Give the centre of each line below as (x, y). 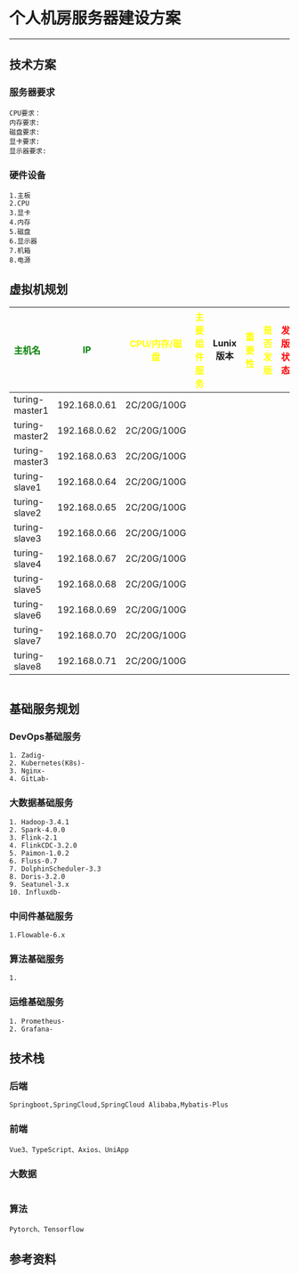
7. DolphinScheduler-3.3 (55, 869)
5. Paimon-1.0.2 (39, 853)
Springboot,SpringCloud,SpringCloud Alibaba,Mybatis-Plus (119, 1105)
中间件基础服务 (41, 916)
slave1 (28, 487)
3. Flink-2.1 (33, 838)
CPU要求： (25, 113)
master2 (31, 435)
